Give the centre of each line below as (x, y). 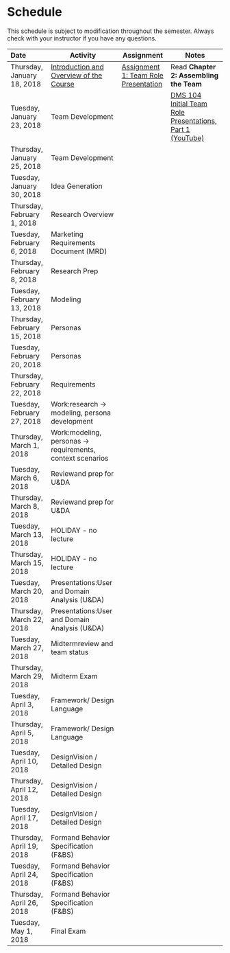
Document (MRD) (79, 251)
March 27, (27, 647)
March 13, (27, 534)
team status (70, 652)
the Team (186, 84)
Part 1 (180, 129)
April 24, (25, 874)
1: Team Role (143, 75)
